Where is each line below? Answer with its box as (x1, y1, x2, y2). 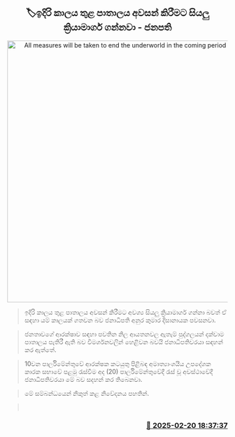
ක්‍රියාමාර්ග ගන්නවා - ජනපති (63, 22, 172, 34)
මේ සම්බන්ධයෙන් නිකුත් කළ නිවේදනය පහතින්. (24, 389, 149, 397)
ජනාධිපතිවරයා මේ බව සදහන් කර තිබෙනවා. (24, 375, 143, 383)
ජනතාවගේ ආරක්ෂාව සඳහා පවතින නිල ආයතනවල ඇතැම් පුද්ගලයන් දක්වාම (24, 329, 225, 338)
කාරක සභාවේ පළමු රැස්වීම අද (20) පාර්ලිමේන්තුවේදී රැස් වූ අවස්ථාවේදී (24, 367, 213, 376)
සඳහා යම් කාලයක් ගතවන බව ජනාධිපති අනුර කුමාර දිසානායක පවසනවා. (24, 316, 216, 324)
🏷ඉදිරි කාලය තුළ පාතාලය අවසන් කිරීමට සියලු (25, 7, 210, 19)
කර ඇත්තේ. (24, 346, 57, 354)
